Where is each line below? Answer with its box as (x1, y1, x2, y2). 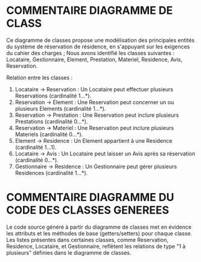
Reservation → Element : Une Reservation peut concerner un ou (14, 98, 174, 106)
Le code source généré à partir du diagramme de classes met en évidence (6, 223, 192, 231)
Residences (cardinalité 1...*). (14, 169, 88, 176)
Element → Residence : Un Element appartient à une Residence (14, 137, 173, 144)
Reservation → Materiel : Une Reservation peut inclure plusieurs (14, 124, 174, 131)
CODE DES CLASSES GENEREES (6, 203, 170, 217)
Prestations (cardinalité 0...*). (14, 117, 88, 125)
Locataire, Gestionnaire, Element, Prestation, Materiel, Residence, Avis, (6, 56, 183, 63)
